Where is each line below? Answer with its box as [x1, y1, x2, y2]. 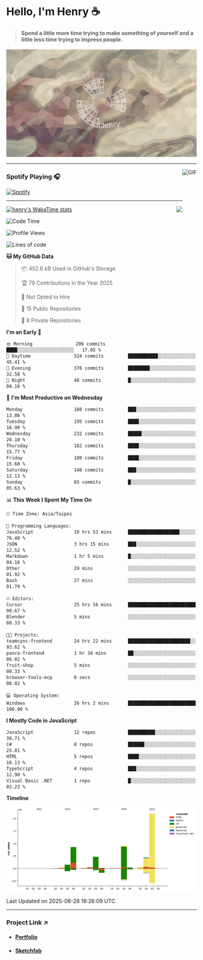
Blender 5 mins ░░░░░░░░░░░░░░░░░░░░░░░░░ [6, 614, 196, 620]
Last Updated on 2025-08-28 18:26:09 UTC [6, 898, 116, 905]
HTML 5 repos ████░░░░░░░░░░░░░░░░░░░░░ [6, 753, 196, 760]
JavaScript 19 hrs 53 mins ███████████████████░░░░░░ [6, 529, 196, 535]
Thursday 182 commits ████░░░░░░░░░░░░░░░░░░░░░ [6, 443, 196, 449]
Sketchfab [14, 947, 42, 955]
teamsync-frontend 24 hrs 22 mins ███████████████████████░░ [6, 638, 196, 644]
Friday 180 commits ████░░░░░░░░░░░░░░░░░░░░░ [6, 455, 196, 461]
